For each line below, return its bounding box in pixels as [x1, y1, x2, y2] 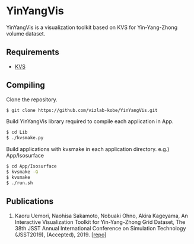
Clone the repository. [6, 96, 58, 103]
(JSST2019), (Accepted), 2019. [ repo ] [14, 231, 107, 238]
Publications [6, 197, 54, 207]
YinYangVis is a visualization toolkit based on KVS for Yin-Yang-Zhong [6, 24, 178, 31]
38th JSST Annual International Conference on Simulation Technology [14, 224, 186, 232]
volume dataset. [6, 30, 46, 37]
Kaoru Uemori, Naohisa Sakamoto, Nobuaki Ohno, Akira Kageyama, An [14, 212, 188, 219]
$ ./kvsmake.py [6, 135, 44, 141]
